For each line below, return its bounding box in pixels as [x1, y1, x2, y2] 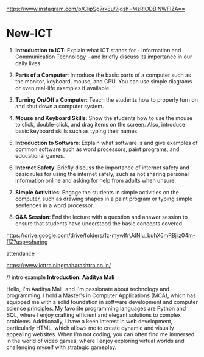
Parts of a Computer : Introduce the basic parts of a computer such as [15, 71, 191, 79]
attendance [6, 250, 35, 257]
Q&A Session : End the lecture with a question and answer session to [15, 213, 188, 221]
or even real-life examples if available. [15, 84, 111, 91]
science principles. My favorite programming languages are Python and [6, 305, 186, 312]
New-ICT [6, 27, 53, 40]
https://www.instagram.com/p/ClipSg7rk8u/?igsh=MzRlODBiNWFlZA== [6, 5, 186, 12]
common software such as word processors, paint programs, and [15, 146, 180, 153]
